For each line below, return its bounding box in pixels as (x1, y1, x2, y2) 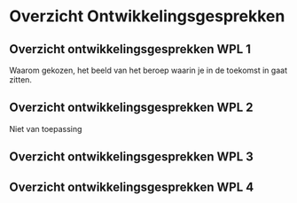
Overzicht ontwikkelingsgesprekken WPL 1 (9, 42, 251, 57)
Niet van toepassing (9, 123, 82, 134)
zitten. (9, 74, 33, 85)
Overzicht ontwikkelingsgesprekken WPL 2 (9, 100, 254, 115)
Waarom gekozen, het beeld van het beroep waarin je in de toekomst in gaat (9, 65, 288, 75)
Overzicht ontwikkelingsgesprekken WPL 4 (9, 179, 254, 194)
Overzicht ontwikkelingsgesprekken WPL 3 (9, 149, 254, 165)
